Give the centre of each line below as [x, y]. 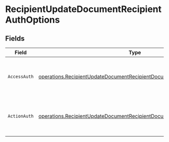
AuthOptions [33, 20]
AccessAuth [21, 77]
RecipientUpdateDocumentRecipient [83, 9]
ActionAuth [21, 116]
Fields [15, 38]
